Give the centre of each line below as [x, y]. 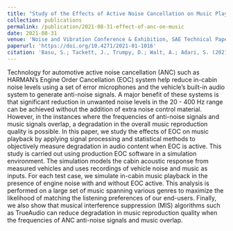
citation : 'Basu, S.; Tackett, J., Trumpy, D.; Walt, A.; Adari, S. [108, 53]
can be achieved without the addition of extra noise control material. [105, 109]
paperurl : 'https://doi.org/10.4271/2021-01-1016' [82, 46]
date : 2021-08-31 [32, 33]
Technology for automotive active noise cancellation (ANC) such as [103, 72]
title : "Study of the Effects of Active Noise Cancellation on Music [110, 14]
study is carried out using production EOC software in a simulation [102, 153]
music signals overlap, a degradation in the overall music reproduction [107, 124]
